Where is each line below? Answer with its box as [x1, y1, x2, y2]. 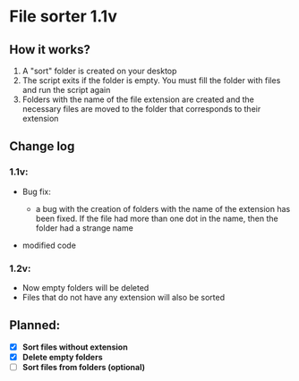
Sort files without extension [21, 342, 128, 352]
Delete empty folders [21, 351, 103, 362]
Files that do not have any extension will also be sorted [21, 292, 226, 302]
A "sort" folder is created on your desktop [21, 65, 177, 76]
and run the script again [21, 85, 111, 95]
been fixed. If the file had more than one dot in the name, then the [35, 213, 279, 224]
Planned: [9, 317, 61, 333]
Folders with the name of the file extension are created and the [21, 94, 255, 105]
